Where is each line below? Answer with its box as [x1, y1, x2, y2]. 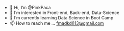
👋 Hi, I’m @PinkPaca [9, 5, 51, 10]
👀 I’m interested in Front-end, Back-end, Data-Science [9, 10, 120, 15]
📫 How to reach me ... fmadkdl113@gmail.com [9, 20, 104, 26]
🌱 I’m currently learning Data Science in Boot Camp [9, 15, 114, 20]
